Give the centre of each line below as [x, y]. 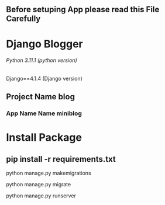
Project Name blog [40, 97]
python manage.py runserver [41, 196]
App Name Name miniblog [44, 113]
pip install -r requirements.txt [61, 159]
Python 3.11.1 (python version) [42, 60]
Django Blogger [44, 44]
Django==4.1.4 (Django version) [44, 78]
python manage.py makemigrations [49, 173]
